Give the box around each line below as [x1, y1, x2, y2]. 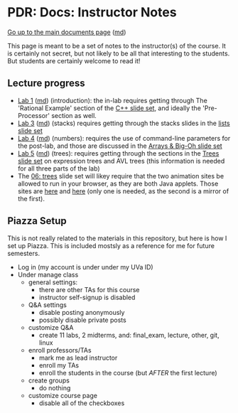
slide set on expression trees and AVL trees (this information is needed [17, 156, 225, 165]
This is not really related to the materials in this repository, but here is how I [7, 234, 227, 242]
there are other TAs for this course [38, 285, 140, 294]
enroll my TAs [38, 360, 80, 370]
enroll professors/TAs [28, 345, 92, 354]
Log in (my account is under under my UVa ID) [17, 262, 154, 271]
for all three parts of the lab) [17, 164, 100, 173]
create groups [28, 376, 70, 385]
